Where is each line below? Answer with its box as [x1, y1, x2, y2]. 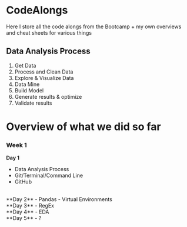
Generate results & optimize [14, 93, 82, 100]
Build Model [14, 86, 44, 94]
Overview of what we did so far [6, 120, 161, 133]
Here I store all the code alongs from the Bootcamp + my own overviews [6, 23, 182, 30]
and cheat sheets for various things [6, 29, 92, 36]
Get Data [14, 62, 36, 69]
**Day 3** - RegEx [6, 202, 55, 209]
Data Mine [14, 81, 40, 88]
